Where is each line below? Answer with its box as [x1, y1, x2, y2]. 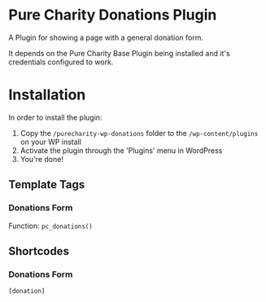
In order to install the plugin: [8, 112, 102, 122]
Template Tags [8, 177, 85, 192]
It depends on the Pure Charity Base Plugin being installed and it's [8, 48, 230, 58]
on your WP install [20, 137, 81, 147]
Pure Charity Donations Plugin [8, 6, 217, 24]
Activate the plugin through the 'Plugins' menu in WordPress [20, 145, 223, 155]
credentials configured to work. [8, 57, 114, 67]
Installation [8, 85, 86, 104]
